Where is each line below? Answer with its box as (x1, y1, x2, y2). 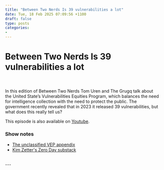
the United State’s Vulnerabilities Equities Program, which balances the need (5, 93, 159, 99)
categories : (5, 25, 29, 30)
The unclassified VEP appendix (12, 142, 75, 147)
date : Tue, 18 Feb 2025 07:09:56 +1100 (5, 12, 87, 17)
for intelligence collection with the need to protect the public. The (5, 98, 137, 104)
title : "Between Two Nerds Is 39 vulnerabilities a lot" (5, 7, 124, 12)
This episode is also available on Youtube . (5, 118, 90, 124)
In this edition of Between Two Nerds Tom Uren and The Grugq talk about (5, 88, 153, 94)
